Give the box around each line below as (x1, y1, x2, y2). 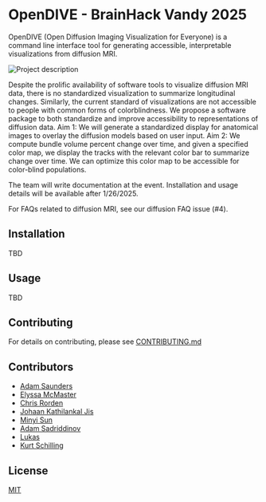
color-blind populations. (8, 164, 87, 174)
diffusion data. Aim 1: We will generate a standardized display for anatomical (8, 122, 259, 132)
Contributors (8, 360, 74, 374)
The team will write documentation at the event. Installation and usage (8, 180, 239, 189)
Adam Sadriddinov (19, 424, 81, 433)
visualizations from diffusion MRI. (8, 49, 118, 58)
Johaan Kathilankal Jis (19, 407, 94, 417)
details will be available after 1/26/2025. (8, 188, 139, 198)
